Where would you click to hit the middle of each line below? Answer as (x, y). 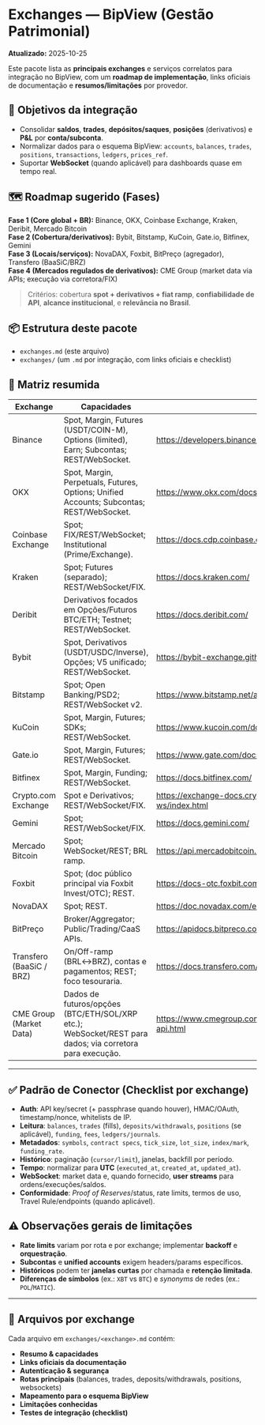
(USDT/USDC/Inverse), (106, 652)
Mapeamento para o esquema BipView (84, 1396)
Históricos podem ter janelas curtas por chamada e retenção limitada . (136, 1270)
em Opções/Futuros (101, 610)
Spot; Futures (88, 567)
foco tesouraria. (93, 982)
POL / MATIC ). (37, 1287)
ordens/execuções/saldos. (63, 1184)
